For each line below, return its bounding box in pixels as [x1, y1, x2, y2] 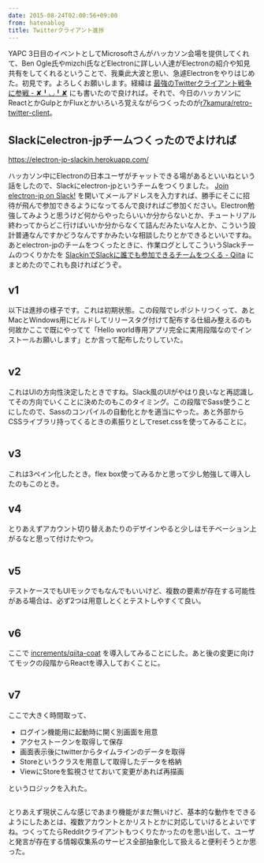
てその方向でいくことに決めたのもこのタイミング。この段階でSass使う [8, 396, 238, 407]
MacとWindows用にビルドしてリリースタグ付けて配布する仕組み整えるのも [8, 315, 252, 325]
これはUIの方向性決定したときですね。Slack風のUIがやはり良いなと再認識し [8, 387, 255, 396]
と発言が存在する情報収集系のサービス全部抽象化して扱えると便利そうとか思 [8, 836, 257, 846]
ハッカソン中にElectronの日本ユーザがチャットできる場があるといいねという [8, 171, 256, 181]
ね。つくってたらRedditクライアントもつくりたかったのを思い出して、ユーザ [8, 827, 255, 836]
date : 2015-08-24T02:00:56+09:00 [8, 11, 118, 20]
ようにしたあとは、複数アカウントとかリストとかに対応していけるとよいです [8, 816, 257, 826]
